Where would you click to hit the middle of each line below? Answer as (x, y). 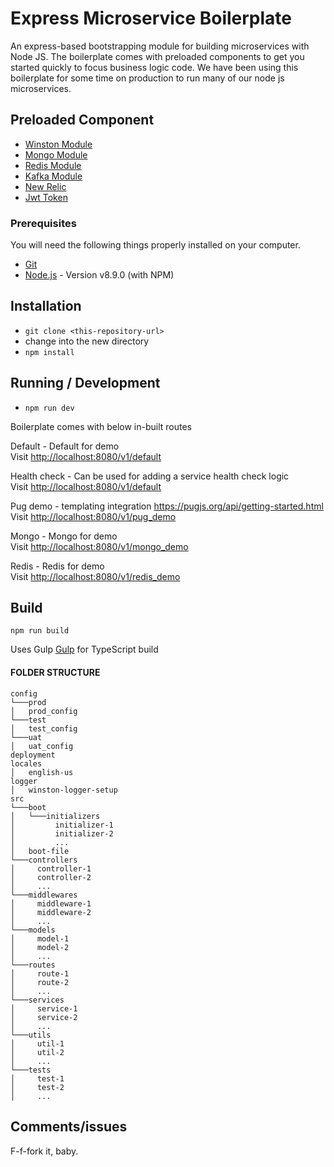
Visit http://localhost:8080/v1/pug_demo (93, 516)
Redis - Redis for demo (57, 566)
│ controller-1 (51, 868)
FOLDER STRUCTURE (55, 673)
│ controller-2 (51, 877)
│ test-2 (37, 1087)
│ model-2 (40, 947)
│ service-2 (44, 1017)
